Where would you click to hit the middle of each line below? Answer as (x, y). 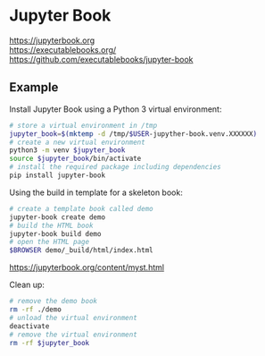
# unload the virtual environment (74, 318)
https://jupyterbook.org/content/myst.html (87, 267)
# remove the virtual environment (74, 335)
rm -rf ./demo (36, 309)
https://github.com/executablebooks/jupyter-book (101, 59)
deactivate (29, 326)
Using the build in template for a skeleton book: (96, 192)
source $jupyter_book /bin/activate (75, 159)
